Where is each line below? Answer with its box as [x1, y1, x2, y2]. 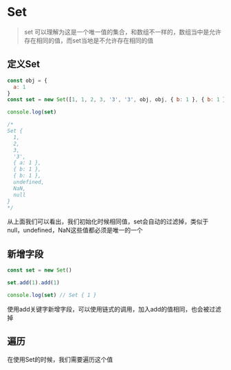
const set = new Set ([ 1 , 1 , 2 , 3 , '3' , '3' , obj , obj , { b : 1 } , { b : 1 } [7, 96, 226, 103]
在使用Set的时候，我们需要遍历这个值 [7, 355, 113, 363]
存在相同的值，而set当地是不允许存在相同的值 [23, 36, 153, 45]
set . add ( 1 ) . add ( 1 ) [7, 279, 60, 286]
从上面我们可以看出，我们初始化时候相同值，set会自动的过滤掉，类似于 [7, 217, 209, 226]
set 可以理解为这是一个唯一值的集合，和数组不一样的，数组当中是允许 [23, 28, 221, 36]
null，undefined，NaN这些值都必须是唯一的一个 [7, 226, 143, 235]
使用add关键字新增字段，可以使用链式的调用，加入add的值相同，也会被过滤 [7, 305, 222, 313]
